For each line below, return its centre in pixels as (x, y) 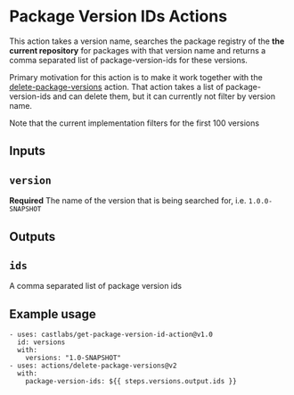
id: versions (41, 342)
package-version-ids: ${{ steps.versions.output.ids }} (131, 382)
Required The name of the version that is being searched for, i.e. (128, 201)
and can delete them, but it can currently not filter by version (164, 96)
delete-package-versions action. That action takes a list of (117, 86)
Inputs (28, 151)
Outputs (33, 237)
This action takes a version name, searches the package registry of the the (147, 41)
